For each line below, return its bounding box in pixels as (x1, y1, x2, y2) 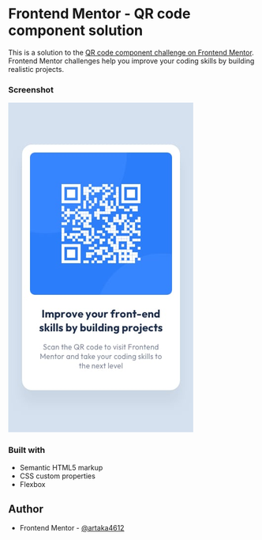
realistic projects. (8, 64, 65, 74)
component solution (8, 21, 144, 40)
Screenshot (8, 84, 54, 95)
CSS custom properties (19, 471, 96, 481)
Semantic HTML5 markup (19, 463, 103, 472)
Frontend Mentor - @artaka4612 (19, 523, 125, 533)
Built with (8, 444, 46, 455)
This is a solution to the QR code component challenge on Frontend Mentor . (8, 47, 254, 57)
